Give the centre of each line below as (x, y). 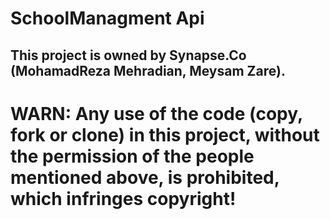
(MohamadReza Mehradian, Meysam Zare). (148, 70)
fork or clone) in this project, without (165, 134)
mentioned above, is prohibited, (145, 177)
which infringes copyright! (123, 198)
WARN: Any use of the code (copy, (156, 113)
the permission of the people (132, 156)
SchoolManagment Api (107, 18)
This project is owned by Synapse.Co (128, 55)
